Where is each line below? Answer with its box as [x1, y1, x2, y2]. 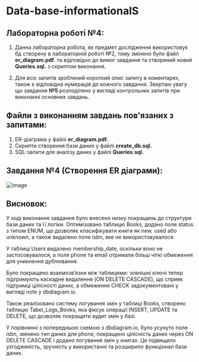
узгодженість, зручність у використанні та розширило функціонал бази [6, 343, 187, 350]
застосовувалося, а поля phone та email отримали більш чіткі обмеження [6, 252, 193, 259]
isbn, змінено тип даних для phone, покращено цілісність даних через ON [6, 330, 194, 338]
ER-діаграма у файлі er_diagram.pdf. [14, 135, 109, 143]
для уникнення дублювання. [6, 258, 78, 265]
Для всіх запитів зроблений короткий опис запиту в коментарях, [14, 75, 180, 81]
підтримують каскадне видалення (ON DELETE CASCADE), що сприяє [6, 276, 184, 283]
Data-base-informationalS [6, 4, 139, 18]
